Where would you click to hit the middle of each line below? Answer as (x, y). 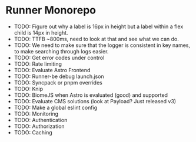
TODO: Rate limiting (38, 64)
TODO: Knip (29, 89)
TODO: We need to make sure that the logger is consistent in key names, (102, 45)
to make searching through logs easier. (61, 51)
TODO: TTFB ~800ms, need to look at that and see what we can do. (96, 39)
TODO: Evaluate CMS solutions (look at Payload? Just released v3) (95, 101)
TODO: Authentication (41, 120)
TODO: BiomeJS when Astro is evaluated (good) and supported (91, 95)
